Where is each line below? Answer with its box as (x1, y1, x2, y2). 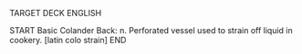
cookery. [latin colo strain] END (9, 35, 127, 45)
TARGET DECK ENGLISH (9, 8, 102, 18)
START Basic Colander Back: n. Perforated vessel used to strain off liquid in (9, 25, 294, 35)
